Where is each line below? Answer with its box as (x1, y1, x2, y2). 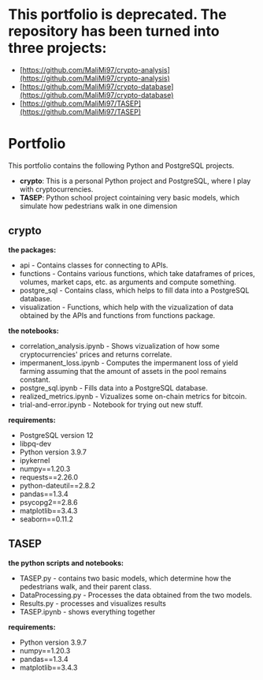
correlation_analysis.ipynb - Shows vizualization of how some (19, 341, 220, 350)
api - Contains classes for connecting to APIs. (19, 260, 169, 270)
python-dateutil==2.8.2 (19, 480, 96, 490)
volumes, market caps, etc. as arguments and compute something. (19, 277, 236, 286)
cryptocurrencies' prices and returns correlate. (19, 349, 172, 359)
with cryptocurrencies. (19, 184, 94, 194)
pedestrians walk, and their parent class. (19, 581, 152, 591)
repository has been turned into (8, 22, 220, 40)
